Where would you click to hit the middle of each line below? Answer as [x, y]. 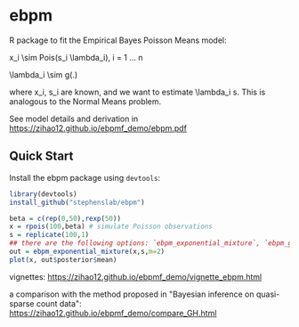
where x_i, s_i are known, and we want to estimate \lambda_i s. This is [137, 92]
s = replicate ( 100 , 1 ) [49, 235]
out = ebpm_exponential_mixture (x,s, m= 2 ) [87, 251]
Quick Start [41, 156]
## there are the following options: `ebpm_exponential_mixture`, [135, 243]
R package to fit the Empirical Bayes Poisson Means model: [118, 40]
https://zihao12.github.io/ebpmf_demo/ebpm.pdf [98, 128]
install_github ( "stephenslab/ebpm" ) [77, 202]
